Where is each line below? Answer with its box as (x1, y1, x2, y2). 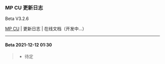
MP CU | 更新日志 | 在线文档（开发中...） (5, 26, 87, 32)
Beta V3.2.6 (5, 16, 29, 21)
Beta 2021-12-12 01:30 (5, 42, 53, 47)
